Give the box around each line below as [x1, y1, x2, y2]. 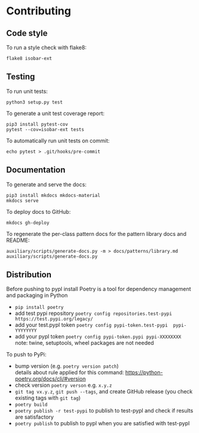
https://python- [125, 369, 163, 376]
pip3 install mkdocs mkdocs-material [6, 192, 101, 198]
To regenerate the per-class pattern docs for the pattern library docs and [6, 230, 187, 237]
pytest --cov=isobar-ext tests [6, 126, 85, 132]
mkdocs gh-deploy [6, 220, 50, 226]
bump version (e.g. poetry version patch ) [14, 362, 119, 370]
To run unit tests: [6, 87, 48, 95]
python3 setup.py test [6, 99, 63, 105]
